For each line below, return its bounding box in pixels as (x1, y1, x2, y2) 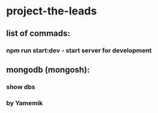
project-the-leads (6, 4, 97, 18)
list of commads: (6, 28, 70, 38)
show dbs (6, 82, 35, 91)
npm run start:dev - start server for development (6, 46, 152, 55)
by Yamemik (6, 99, 43, 107)
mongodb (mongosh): (6, 64, 90, 75)
